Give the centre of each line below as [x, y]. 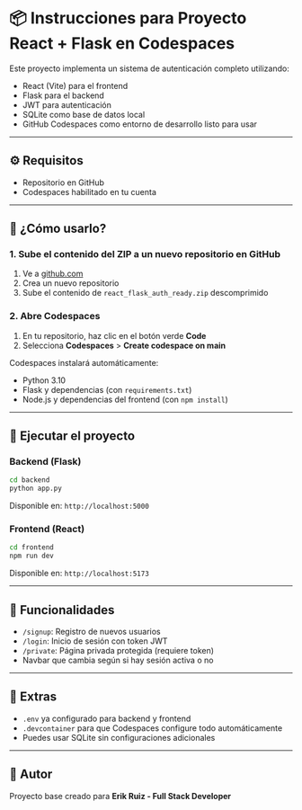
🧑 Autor [31, 774]
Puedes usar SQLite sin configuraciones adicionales [119, 737]
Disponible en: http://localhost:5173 [80, 574]
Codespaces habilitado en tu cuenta [89, 191]
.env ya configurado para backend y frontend [107, 718]
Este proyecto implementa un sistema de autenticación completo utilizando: [149, 68]
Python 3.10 [44, 380]
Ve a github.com [53, 274]
